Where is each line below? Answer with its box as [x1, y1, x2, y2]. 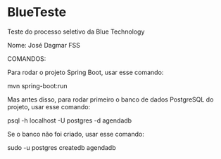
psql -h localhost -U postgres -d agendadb [7, 116, 132, 125]
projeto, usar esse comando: [7, 102, 90, 111]
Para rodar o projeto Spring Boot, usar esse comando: [7, 68, 164, 76]
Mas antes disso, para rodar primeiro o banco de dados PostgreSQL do [7, 95, 214, 104]
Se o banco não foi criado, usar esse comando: [7, 130, 144, 138]
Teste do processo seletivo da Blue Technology [7, 27, 145, 36]
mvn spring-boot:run [7, 81, 68, 90]
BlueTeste [7, 4, 67, 20]
